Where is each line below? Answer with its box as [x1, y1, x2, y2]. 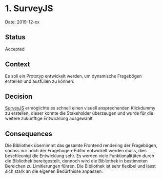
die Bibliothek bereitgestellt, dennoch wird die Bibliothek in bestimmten [5, 158, 148, 164]
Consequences [5, 129, 53, 138]
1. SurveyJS [5, 3, 54, 14]
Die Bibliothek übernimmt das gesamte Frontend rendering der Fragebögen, [5, 143, 158, 148]
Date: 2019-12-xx [5, 19, 40, 25]
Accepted [5, 46, 25, 52]
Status [5, 33, 26, 41]
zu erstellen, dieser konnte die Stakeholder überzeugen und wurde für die [5, 110, 154, 116]
